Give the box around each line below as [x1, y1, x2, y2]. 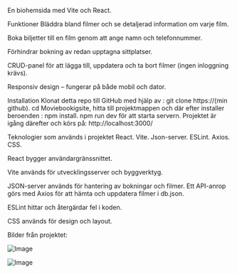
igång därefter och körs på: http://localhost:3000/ [7, 119, 153, 127]
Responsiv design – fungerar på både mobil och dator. [7, 83, 167, 91]
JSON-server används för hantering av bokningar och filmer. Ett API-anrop [7, 181, 226, 190]
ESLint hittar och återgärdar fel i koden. [7, 203, 122, 211]
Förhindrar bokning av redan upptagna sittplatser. [7, 48, 153, 56]
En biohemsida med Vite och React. [7, 6, 112, 14]
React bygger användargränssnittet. [7, 154, 112, 162]
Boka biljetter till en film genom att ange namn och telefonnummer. [7, 33, 203, 42]
